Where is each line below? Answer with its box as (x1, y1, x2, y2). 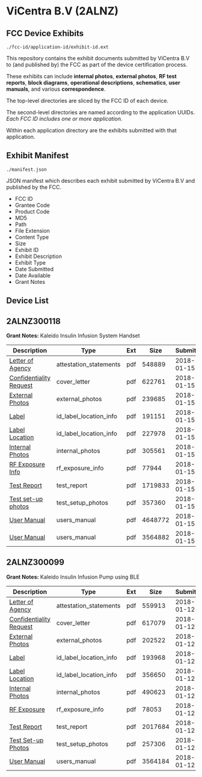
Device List (6, 296, 49, 306)
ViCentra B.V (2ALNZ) (6, 4, 119, 18)
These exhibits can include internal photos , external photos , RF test (6, 73, 177, 79)
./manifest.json (6, 167, 47, 173)
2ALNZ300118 (6, 316, 61, 326)
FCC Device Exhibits (6, 28, 84, 38)
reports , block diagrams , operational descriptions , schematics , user (6, 79, 180, 86)
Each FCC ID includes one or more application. (6, 115, 123, 122)
